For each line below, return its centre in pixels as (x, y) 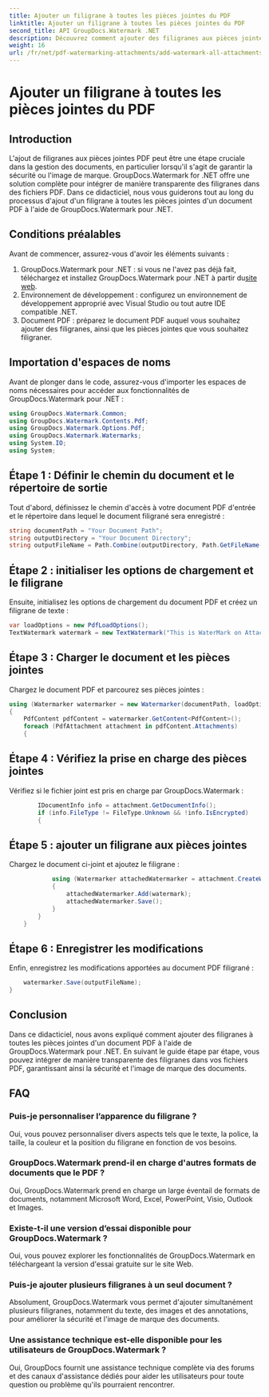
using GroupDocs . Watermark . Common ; (68, 413)
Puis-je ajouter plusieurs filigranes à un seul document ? (121, 1285)
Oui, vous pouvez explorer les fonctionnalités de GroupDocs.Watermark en (132, 1256)
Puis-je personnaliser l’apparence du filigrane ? (103, 1116)
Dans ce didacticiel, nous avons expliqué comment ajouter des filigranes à (131, 1034)
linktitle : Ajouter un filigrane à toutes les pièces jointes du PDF (127, 23)
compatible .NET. (49, 311)
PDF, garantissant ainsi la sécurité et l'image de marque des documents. (128, 1068)
